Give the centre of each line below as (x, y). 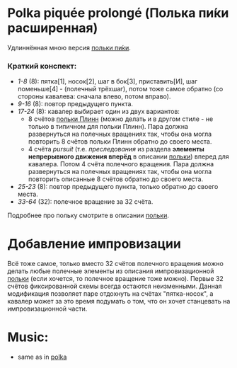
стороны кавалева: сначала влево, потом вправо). (94, 96)
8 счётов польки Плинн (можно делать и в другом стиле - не (121, 119)
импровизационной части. (47, 309)
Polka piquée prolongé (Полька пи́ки (118, 13)
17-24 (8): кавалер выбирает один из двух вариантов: (99, 112)
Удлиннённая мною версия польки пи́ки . (69, 47)
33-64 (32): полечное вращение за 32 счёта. (85, 202)
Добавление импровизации (94, 244)
